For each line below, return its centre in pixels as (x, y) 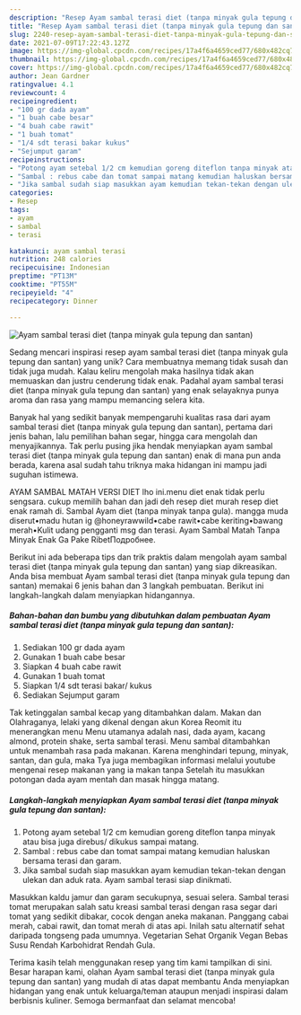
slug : (19, 34)
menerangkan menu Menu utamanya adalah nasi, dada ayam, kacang (138, 732)
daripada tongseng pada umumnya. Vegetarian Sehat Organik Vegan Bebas (149, 936)
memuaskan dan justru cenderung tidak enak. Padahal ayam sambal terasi (146, 380)
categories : (31, 193)
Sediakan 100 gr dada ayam (73, 648)
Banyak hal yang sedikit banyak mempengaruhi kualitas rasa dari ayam (140, 417)
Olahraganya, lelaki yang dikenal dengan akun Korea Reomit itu (125, 722)
